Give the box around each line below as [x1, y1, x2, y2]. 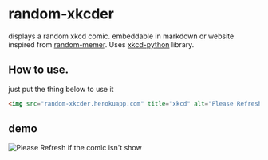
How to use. [8, 63, 69, 77]
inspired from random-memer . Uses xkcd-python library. [8, 39, 195, 49]
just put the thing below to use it [8, 84, 114, 94]
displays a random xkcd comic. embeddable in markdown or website [8, 31, 235, 41]
